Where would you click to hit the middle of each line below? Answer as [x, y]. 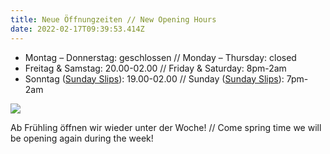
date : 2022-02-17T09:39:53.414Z [77, 29]
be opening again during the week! [82, 138]
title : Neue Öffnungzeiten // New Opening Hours [113, 19]
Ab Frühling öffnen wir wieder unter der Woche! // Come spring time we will [166, 127]
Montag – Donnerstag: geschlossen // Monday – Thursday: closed [160, 57]
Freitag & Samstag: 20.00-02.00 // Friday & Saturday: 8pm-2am [155, 68]
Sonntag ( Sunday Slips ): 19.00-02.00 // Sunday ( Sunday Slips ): [154, 78]
